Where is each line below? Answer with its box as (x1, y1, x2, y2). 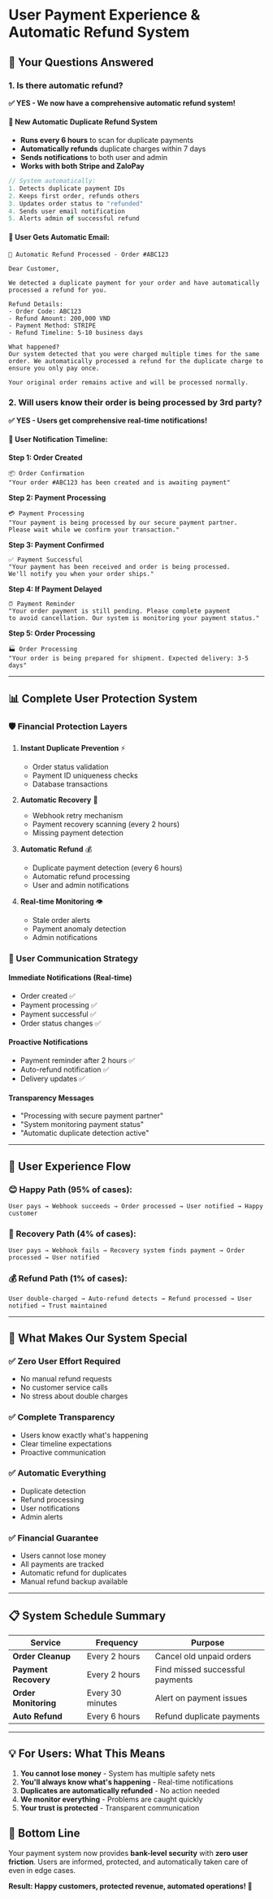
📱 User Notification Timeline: (8, 435, 108, 444)
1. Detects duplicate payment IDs (8, 184, 126, 193)
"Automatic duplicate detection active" (19, 1128, 149, 1138)
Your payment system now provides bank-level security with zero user (8, 1848, 249, 1858)
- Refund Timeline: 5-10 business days (8, 328, 144, 336)
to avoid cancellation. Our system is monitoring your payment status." (8, 614, 260, 622)
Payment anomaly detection (32, 924, 127, 934)
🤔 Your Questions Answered (8, 55, 154, 69)
